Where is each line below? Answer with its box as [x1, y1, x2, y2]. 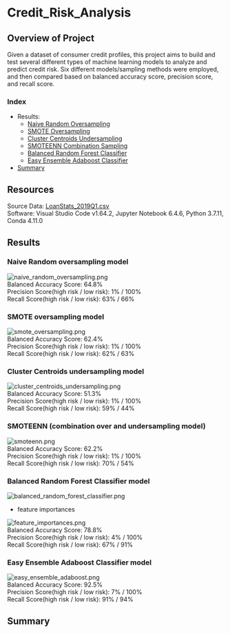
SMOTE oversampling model [7, 312, 105, 321]
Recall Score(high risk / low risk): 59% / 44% [7, 404, 135, 412]
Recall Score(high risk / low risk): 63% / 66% [7, 295, 135, 303]
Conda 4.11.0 [7, 217, 43, 225]
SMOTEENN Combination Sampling [27, 142, 128, 150]
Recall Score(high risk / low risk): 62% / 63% [7, 350, 135, 358]
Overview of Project [7, 32, 95, 44]
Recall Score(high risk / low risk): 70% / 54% [7, 459, 134, 467]
